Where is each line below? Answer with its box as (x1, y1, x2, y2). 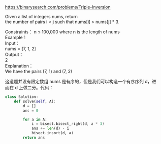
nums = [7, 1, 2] (5, 46, 36, 51)
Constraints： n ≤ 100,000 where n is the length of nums (5, 29, 120, 35)
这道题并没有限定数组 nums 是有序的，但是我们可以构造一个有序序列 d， (5, 78, 152, 84)
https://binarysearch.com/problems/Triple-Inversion (5, 4, 111, 10)
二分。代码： (27, 85, 54, 90)
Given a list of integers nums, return (5, 14, 78, 19)
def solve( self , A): (14, 99, 56, 104)
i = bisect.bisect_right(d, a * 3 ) (31, 121, 105, 126)
